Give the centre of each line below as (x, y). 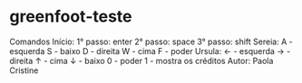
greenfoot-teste (71, 17)
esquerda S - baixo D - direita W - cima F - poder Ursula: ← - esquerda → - (150, 51)
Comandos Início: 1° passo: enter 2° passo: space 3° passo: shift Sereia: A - (151, 41)
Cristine (24, 70)
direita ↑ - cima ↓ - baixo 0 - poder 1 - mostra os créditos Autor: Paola (141, 60)
